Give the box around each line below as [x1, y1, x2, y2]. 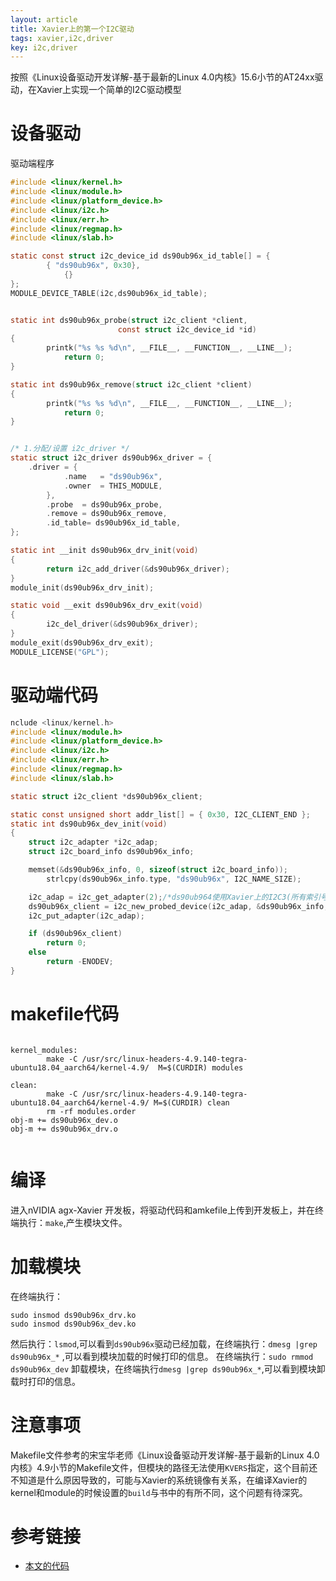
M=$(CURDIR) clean [153, 1097, 230, 1108]
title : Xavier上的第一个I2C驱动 [10, 24, 135, 34]
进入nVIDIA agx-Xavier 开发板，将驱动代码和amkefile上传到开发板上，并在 [10, 1204, 315, 1216]
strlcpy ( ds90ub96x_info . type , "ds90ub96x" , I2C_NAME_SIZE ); [46, 874, 302, 884]
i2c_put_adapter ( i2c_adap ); [28, 911, 145, 921]
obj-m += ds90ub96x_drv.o [10, 1124, 118, 1134]
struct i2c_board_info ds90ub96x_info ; [28, 847, 195, 857]
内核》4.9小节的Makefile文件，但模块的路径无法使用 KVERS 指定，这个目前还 [10, 1461, 318, 1473]
